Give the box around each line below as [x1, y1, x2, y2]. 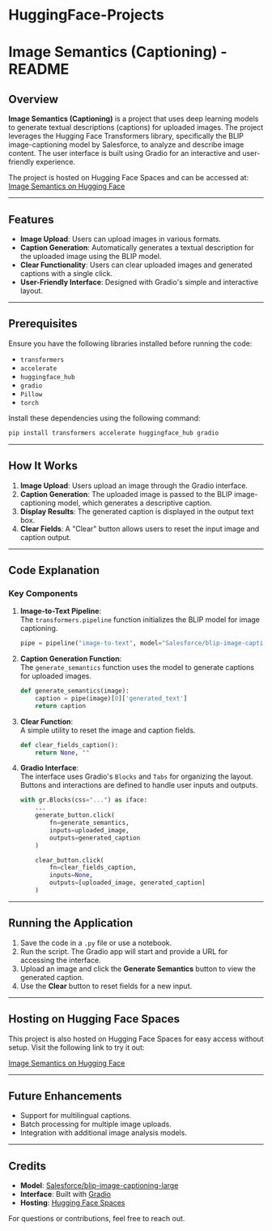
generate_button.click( [35, 811, 115, 819]
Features [8, 213, 54, 227]
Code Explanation [8, 563, 100, 577]
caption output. [19, 532, 71, 542]
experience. [36, 157, 75, 167]
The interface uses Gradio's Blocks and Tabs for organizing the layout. [19, 771, 253, 781]
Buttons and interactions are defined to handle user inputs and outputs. [19, 780, 258, 790]
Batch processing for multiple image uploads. [19, 1119, 172, 1129]
